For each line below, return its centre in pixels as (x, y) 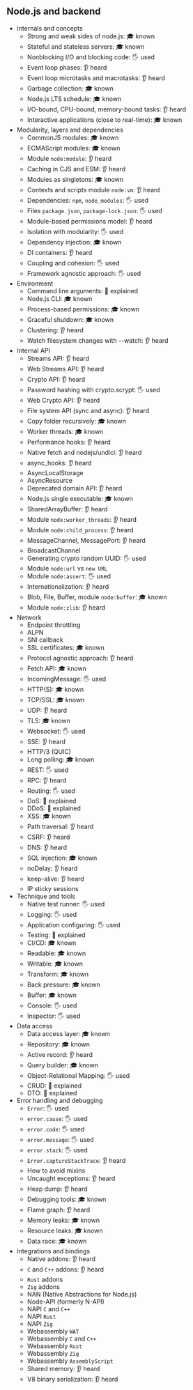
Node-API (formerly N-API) (66, 1302)
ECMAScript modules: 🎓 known (74, 148)
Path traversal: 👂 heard (60, 826)
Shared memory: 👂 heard (63, 1368)
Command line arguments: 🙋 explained (83, 291)
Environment (35, 283)
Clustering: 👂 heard (55, 330)
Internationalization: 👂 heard (68, 586)
